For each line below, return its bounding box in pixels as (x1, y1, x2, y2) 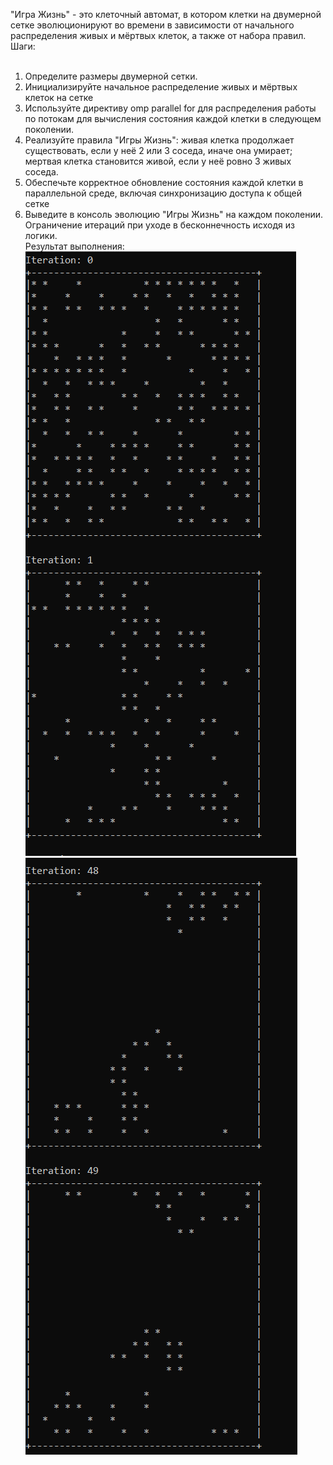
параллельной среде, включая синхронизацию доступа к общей (24, 187, 302, 199)
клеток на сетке (24, 92, 94, 103)
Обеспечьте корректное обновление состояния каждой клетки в (24, 177, 304, 188)
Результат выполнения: (24, 240, 125, 252)
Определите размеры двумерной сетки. (24, 70, 198, 82)
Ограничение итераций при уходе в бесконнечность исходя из (24, 219, 295, 231)
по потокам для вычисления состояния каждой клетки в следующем (24, 113, 322, 124)
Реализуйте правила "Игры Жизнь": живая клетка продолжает (24, 134, 295, 146)
